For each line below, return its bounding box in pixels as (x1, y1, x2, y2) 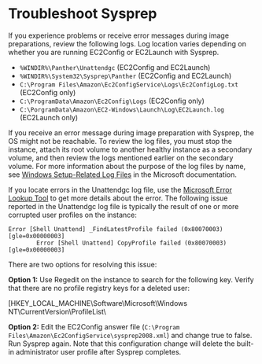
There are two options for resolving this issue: (8, 259, 157, 269)
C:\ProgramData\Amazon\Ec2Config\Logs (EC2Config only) (19, 96, 205, 105)
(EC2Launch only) (19, 112, 79, 122)
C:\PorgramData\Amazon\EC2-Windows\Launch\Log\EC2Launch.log (19, 105, 225, 114)
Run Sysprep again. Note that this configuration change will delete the (8, 339, 235, 348)
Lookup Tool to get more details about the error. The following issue (8, 193, 228, 203)
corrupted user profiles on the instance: (8, 210, 138, 219)
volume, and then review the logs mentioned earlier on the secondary (8, 153, 234, 162)
